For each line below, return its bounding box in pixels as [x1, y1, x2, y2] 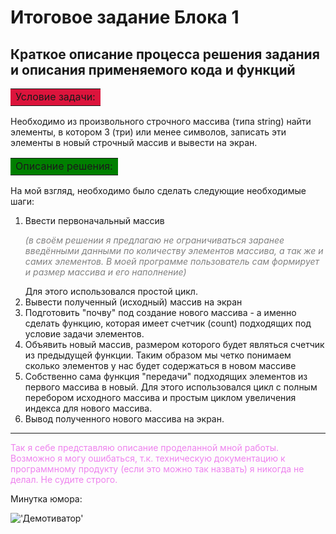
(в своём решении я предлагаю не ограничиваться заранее [24, 234, 285, 246]
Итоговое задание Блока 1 [10, 6, 240, 29]
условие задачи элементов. [24, 328, 145, 340]
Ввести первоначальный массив [24, 215, 165, 226]
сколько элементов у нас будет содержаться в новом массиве [24, 360, 297, 371]
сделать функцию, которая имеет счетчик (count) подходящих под [24, 317, 312, 329]
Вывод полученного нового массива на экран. [24, 413, 225, 425]
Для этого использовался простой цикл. [24, 286, 198, 297]
